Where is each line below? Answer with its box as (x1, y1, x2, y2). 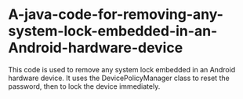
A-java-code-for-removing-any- (8, 5, 223, 24)
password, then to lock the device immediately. (8, 81, 161, 91)
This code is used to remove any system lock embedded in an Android (8, 64, 236, 74)
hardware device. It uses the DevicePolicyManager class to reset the (8, 73, 230, 82)
